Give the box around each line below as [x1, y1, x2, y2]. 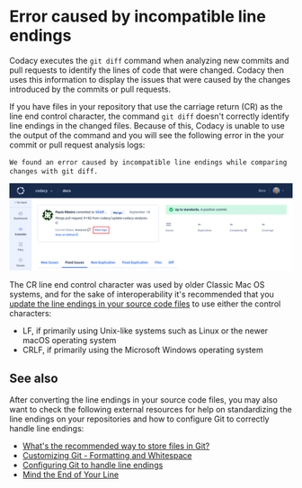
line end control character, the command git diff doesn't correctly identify [9, 111, 289, 121]
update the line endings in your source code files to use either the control [9, 298, 281, 309]
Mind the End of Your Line [22, 469, 120, 480]
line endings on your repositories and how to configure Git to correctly [9, 413, 270, 424]
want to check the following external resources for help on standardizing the [9, 404, 292, 415]
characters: [9, 308, 52, 319]
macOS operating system [22, 335, 117, 346]
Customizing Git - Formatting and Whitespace [22, 450, 192, 461]
